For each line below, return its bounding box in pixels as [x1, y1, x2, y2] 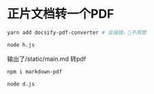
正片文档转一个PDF [7, 6, 114, 22]
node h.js [7, 42, 35, 48]
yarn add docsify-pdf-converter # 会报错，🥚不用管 [7, 29, 147, 36]
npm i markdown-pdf [7, 68, 63, 75]
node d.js [7, 80, 35, 87]
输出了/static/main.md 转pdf [7, 54, 87, 63]
